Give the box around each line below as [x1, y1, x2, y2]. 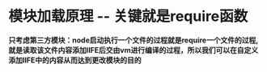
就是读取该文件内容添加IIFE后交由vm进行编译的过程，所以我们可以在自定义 [8, 45, 259, 54]
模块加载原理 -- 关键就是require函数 [8, 7, 248, 26]
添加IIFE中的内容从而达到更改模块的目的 [8, 55, 142, 65]
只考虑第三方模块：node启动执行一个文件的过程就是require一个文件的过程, [8, 35, 259, 45]
